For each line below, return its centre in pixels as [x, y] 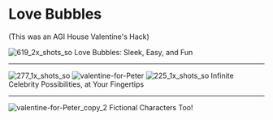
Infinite [222, 75]
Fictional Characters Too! [151, 107]
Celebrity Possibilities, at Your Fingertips [76, 84]
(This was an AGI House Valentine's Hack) [79, 36]
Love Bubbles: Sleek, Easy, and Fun [134, 52]
